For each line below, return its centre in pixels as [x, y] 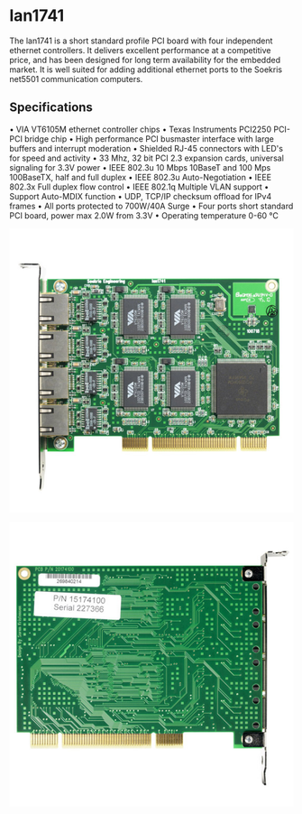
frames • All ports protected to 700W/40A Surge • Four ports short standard [151, 206]
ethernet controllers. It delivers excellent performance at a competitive [140, 50]
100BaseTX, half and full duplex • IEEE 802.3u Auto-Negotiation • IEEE [141, 177]
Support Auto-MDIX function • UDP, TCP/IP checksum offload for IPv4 [141, 196]
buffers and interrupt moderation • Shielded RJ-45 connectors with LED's [146, 148]
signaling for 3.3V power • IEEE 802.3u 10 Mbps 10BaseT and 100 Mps [140, 167]
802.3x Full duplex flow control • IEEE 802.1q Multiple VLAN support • [139, 187]
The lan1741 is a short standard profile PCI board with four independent [141, 41]
